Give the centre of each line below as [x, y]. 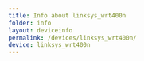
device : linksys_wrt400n [49, 45]
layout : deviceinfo [41, 30]
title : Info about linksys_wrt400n [67, 15]
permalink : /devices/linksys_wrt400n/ [72, 38]
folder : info [30, 23]
